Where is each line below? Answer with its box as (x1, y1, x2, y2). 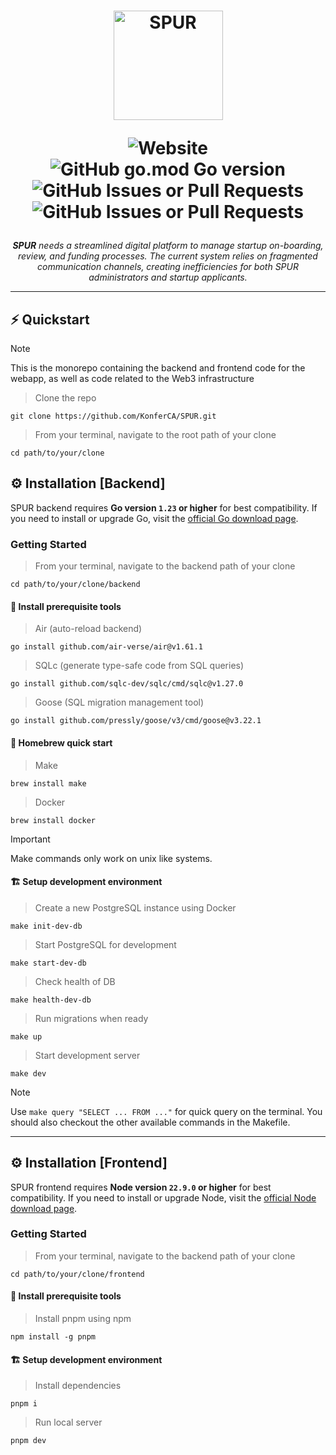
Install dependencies (34, 1380, 122, 1392)
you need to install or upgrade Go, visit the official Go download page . (10, 512, 299, 524)
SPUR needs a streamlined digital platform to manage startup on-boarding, (12, 240, 324, 252)
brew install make (10, 778, 87, 789)
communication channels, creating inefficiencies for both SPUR (37, 261, 299, 273)
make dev (10, 1068, 47, 1079)
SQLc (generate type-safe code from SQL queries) (34, 660, 245, 672)
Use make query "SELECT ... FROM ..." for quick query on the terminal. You (10, 1105, 323, 1117)
